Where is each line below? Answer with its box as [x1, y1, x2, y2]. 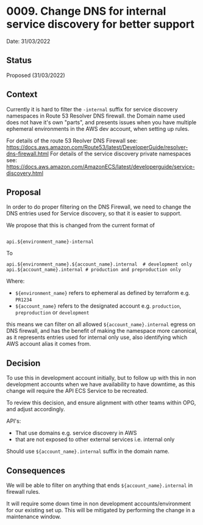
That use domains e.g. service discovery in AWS [15, 430, 137, 437]
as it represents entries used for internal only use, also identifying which [6, 333, 188, 341]
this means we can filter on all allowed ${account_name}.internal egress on [6, 321, 196, 328]
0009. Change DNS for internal [6, 4, 166, 18]
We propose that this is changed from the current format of [6, 222, 155, 229]
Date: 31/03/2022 [6, 37, 51, 45]
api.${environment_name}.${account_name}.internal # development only [6, 261, 192, 267]
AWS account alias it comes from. [6, 340, 91, 348]
